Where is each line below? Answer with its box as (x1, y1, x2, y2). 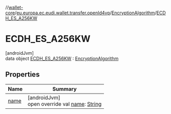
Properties (5, 70, 40, 79)
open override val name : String (27, 100, 102, 107)
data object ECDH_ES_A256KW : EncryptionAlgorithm (5, 55, 119, 61)
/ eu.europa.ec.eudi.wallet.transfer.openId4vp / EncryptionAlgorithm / (14, 10, 157, 16)
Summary (52, 85, 77, 93)
